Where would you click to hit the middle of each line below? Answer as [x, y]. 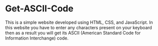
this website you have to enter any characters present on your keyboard [79, 27]
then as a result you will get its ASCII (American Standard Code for [73, 33]
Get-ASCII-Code [39, 9]
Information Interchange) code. [37, 38]
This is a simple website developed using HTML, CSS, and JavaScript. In [79, 22]
